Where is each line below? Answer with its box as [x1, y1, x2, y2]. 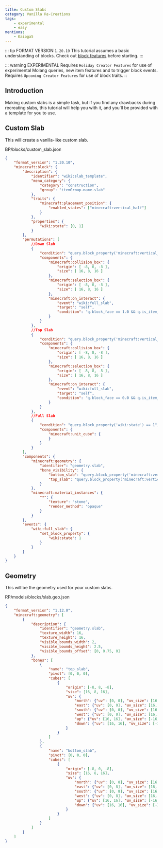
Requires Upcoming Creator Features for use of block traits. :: [5, 72, 127, 78]
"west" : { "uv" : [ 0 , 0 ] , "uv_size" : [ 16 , [74, 712, 158, 717]
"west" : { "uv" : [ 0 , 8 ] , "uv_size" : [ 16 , [74, 794, 158, 798]
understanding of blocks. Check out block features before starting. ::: [5, 53, 144, 58]
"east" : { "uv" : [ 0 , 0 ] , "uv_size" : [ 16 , [74, 703, 158, 708]
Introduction [5, 87, 44, 95]
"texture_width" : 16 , [39, 631, 83, 635]
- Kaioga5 [14, 35, 34, 39]
